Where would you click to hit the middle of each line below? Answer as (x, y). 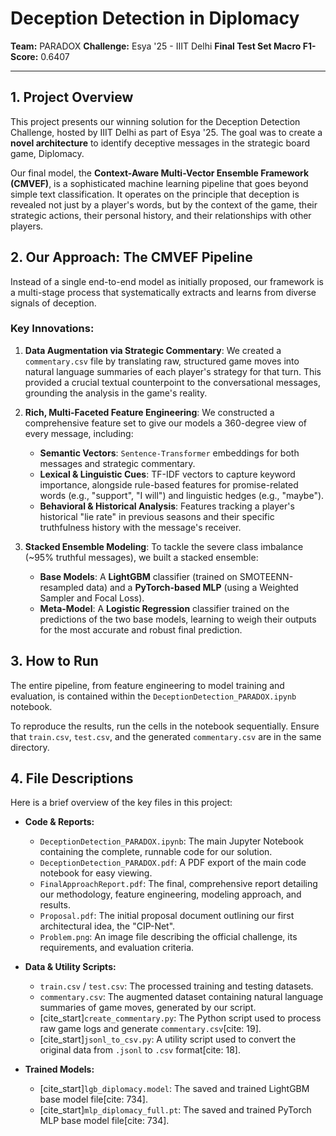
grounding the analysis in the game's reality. (116, 393)
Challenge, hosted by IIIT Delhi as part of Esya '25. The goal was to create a (166, 132)
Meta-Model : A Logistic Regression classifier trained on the (164, 608)
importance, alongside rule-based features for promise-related (169, 484)
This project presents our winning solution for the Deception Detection (155, 121)
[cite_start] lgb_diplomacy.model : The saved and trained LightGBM (174, 1089)
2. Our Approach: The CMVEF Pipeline (131, 257)
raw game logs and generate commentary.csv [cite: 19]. (150, 1029)
